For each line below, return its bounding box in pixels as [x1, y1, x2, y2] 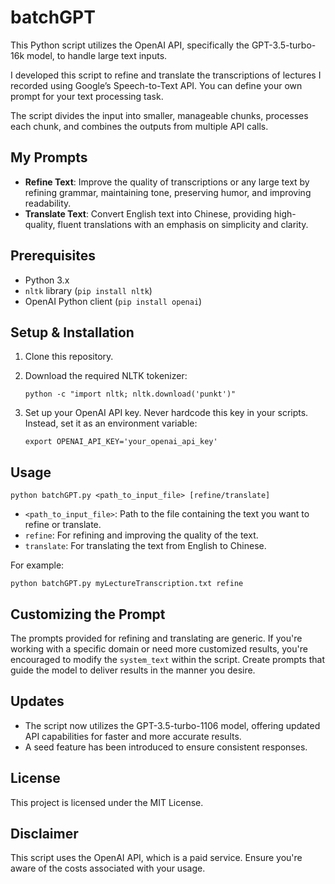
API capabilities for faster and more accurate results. [24, 730, 242, 742]
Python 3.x [24, 274, 70, 286]
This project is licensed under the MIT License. [10, 796, 204, 808]
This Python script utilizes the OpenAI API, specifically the [10, 39, 250, 51]
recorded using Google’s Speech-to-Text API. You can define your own [10, 79, 303, 91]
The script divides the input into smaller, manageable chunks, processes [10, 109, 309, 121]
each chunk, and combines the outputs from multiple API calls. [10, 120, 269, 132]
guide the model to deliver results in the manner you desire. [10, 664, 256, 676]
